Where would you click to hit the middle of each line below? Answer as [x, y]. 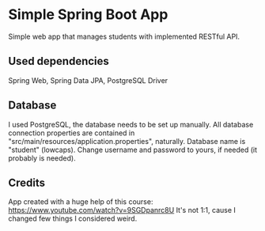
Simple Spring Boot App [88, 15]
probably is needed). [42, 158]
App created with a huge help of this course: [81, 202]
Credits [27, 182]
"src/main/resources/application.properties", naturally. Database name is [127, 141]
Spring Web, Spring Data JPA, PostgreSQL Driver [88, 80]
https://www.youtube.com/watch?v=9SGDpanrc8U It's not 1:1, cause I [122, 210]
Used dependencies [59, 61]
